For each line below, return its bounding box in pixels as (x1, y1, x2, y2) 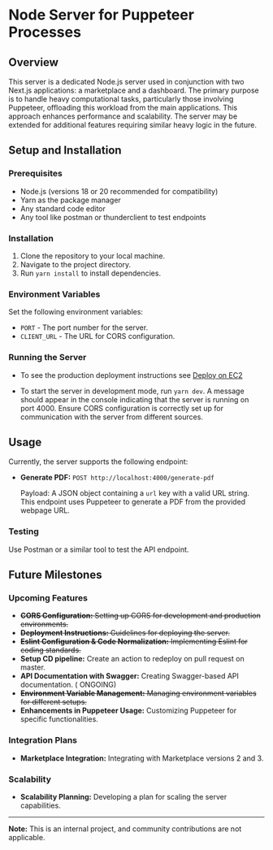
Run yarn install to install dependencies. (19, 268, 161, 278)
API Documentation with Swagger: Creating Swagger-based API (19, 671, 240, 681)
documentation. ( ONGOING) (19, 680, 117, 690)
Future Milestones (8, 568, 102, 582)
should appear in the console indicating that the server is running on (19, 394, 249, 404)
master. (19, 662, 46, 672)
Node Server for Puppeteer (8, 6, 195, 24)
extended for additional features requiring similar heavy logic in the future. (8, 120, 258, 129)
